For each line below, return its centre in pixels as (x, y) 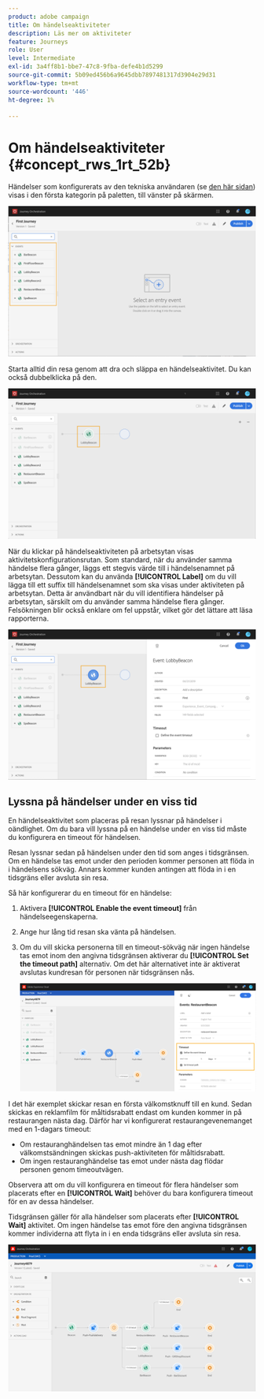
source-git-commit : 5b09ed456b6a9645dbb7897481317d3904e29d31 (112, 75)
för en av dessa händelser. (51, 1201)
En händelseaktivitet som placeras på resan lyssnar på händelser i (115, 821)
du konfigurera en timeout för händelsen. (75, 838)
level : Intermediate (42, 58)
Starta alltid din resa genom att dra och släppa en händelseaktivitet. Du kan (130, 369)
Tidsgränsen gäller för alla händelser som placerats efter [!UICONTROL (124, 1217)
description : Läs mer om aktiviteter (70, 33)
